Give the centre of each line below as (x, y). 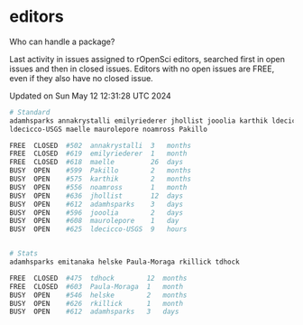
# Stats (24, 254)
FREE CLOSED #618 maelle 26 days (96, 162)
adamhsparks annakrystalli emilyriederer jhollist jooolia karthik (139, 121)
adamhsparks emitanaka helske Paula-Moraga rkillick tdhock (125, 262)
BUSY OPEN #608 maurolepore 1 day (94, 221)
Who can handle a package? (62, 42)
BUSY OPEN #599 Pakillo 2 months (101, 171)
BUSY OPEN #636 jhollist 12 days (96, 196)
